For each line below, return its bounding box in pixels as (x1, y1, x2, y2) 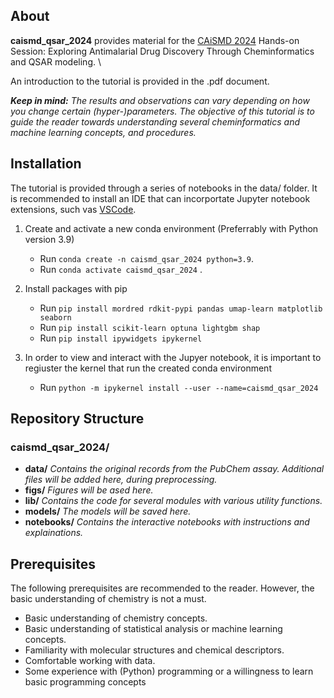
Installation (10, 155, 82, 173)
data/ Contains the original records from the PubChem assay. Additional (24, 463, 325, 475)
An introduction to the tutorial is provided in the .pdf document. (10, 75, 270, 87)
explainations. (24, 527, 84, 539)
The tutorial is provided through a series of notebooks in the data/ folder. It (10, 182, 318, 194)
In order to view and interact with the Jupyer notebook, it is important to (24, 351, 322, 363)
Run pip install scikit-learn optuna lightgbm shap (39, 321, 261, 333)
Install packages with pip (24, 282, 128, 294)
